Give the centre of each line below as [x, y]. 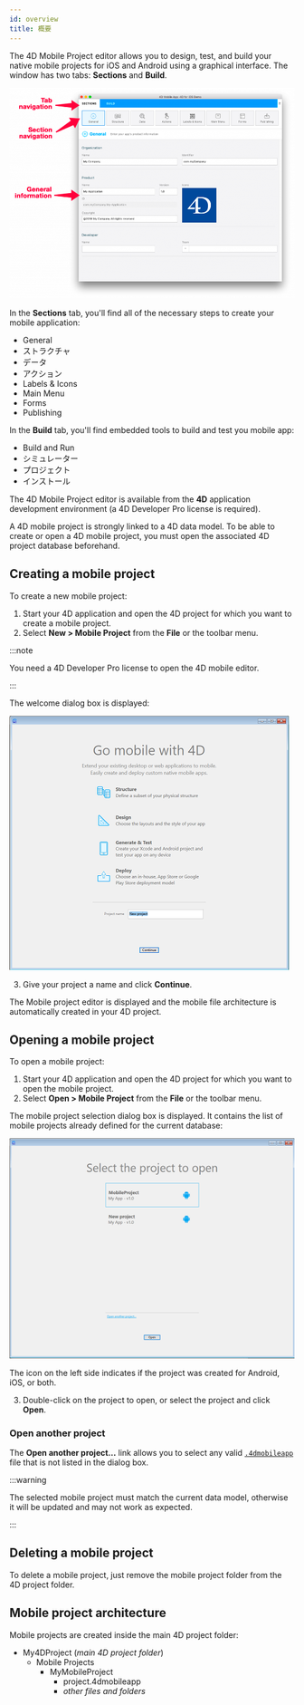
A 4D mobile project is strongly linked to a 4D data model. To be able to [142, 526]
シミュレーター [50, 458]
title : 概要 [30, 29]
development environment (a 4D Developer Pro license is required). [135, 508]
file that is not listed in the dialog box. [79, 1462]
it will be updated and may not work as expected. [101, 1507]
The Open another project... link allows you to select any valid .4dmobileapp [152, 1452]
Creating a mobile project [82, 574]
